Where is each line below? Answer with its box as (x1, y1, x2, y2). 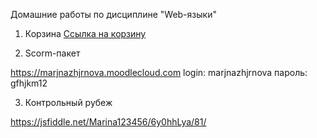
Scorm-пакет (24, 47, 81, 59)
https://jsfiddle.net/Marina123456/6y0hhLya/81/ (10, 116, 207, 128)
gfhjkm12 (10, 77, 48, 89)
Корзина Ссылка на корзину (24, 28, 147, 39)
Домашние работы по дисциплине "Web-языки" (10, 9, 217, 20)
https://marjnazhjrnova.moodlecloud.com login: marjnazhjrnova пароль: (10, 67, 308, 78)
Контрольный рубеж (24, 97, 113, 108)
